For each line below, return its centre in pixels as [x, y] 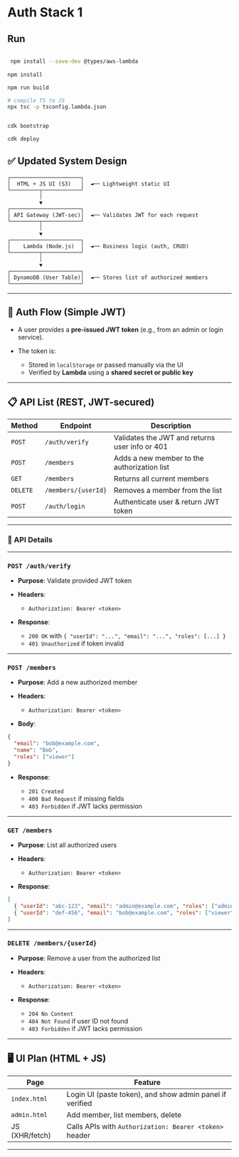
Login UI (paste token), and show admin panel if [146, 1094]
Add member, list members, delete [124, 1115]
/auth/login [65, 506]
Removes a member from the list [168, 491]
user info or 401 [141, 447]
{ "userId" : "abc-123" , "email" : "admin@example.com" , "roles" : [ [114, 906]
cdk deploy [23, 139]
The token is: [37, 351]
